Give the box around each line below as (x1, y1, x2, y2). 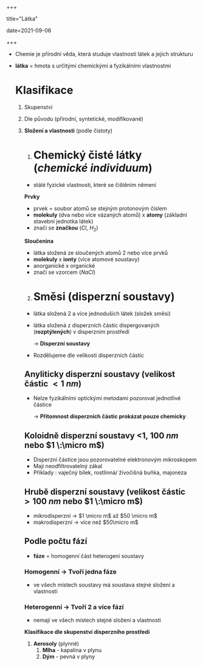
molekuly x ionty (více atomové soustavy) (33, 256, 140, 263)
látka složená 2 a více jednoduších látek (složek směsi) (33, 310, 171, 317)
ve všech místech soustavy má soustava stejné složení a (33, 581, 175, 589)
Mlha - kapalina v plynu (42, 647, 102, 654)
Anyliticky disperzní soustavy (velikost (24, 369, 175, 379)
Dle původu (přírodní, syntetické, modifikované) (24, 115, 144, 122)
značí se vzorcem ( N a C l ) (33, 268, 96, 276)
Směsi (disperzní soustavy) (33, 290, 175, 304)
